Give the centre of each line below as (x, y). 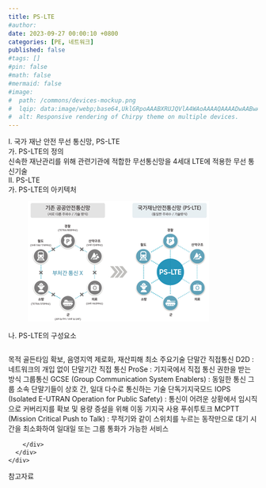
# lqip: (23, 109)
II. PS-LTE (24, 180)
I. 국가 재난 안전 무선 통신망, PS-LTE (64, 142)
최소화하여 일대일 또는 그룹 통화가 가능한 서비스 (95, 429)
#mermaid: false (35, 83)
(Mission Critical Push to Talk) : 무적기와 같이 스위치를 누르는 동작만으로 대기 (129, 419)
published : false (37, 50)
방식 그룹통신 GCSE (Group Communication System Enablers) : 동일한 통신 (127, 379)
